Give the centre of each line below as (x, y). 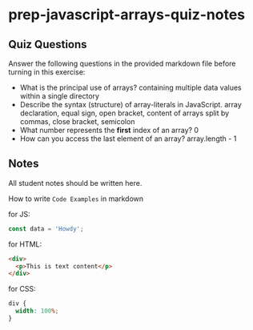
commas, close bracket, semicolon (77, 121)
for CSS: (22, 289)
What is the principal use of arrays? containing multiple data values (131, 87)
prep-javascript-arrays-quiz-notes (127, 15)
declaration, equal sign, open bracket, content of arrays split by (124, 113)
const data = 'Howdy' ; (46, 229)
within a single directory (60, 96)
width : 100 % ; (37, 311)
